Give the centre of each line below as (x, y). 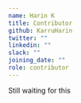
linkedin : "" (30, 46)
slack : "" (25, 53)
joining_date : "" (37, 61)
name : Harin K (32, 16)
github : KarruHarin (40, 30)
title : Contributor (40, 23)
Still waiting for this (40, 90)
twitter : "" (28, 38)
